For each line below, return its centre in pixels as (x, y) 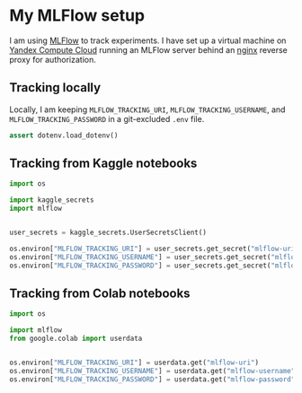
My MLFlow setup (77, 16)
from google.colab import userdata (76, 339)
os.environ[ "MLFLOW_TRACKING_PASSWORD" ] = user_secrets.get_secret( (140, 266)
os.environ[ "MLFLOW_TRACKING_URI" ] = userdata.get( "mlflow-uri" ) (134, 362)
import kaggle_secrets (52, 200)
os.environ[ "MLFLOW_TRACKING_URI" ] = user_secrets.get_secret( (130, 249)
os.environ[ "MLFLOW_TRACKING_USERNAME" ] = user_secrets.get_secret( (140, 257)
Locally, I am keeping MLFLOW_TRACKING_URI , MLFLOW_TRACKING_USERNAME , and (147, 109)
